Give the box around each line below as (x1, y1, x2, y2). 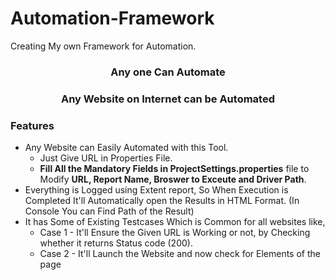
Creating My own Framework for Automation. (10, 40, 197, 52)
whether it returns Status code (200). (39, 237, 193, 249)
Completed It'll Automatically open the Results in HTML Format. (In (24, 195, 300, 207)
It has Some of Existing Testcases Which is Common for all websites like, (24, 216, 326, 228)
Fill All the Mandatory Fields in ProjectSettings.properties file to (39, 163, 310, 175)
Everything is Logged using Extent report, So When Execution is (24, 184, 289, 196)
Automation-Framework (10, 7, 215, 30)
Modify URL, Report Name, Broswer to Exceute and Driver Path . (39, 173, 307, 186)
